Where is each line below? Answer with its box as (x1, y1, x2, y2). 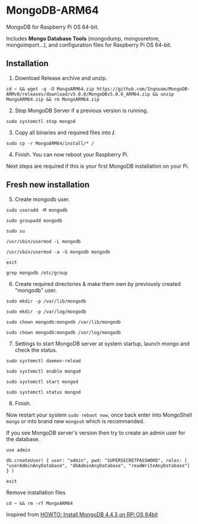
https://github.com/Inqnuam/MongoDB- (96, 86, 190, 92)
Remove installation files (6, 489, 66, 496)
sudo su (6, 228, 26, 234)
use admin (6, 447, 31, 453)
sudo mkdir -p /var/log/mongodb (6, 309, 86, 315)
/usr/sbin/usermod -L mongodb (6, 238, 81, 245)
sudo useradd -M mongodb (6, 207, 68, 213)
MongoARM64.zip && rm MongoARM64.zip (6, 96, 100, 102)
